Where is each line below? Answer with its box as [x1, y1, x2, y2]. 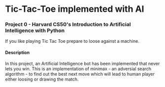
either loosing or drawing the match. [5, 76, 79, 82]
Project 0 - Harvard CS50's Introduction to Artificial [5, 21, 131, 28]
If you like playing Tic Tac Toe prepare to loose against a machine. [5, 38, 139, 44]
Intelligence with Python [5, 27, 65, 34]
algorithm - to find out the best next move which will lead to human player [5, 71, 155, 77]
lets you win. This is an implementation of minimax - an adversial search [5, 65, 152, 72]
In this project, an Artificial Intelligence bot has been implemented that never [5, 60, 160, 66]
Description [5, 50, 30, 56]
